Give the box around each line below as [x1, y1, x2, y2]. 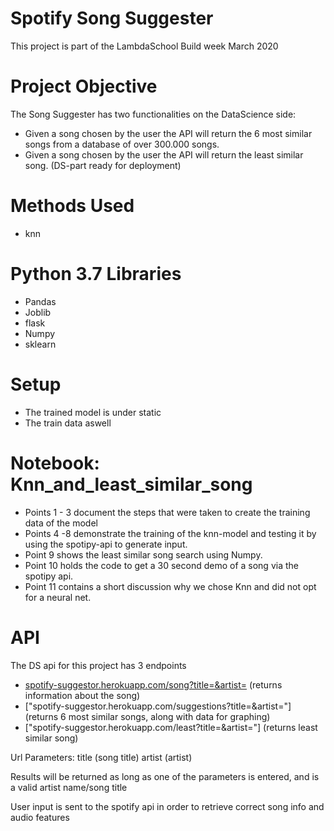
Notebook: [10, 452, 100, 474]
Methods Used [10, 195, 135, 217]
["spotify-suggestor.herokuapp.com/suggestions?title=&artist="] [24, 700, 292, 712]
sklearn [24, 338, 57, 350]
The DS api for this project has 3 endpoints [10, 659, 187, 671]
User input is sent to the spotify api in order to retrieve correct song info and [10, 800, 325, 812]
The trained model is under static [24, 406, 162, 418]
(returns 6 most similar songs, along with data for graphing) [24, 710, 271, 722]
